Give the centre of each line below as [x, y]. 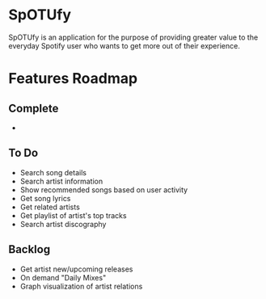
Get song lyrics [45, 198]
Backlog [30, 249]
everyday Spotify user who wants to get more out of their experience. [124, 45]
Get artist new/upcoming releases [76, 269]
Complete [34, 108]
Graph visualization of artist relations [81, 286]
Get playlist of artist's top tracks [73, 215]
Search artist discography [63, 224]
